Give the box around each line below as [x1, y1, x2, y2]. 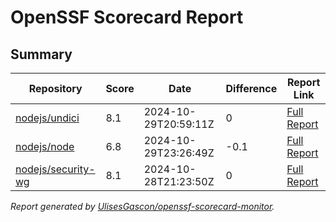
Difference [225, 82, 278, 95]
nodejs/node [15, 140, 75, 153]
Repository [28, 82, 83, 95]
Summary [10, 46, 73, 63]
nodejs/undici [15, 111, 80, 125]
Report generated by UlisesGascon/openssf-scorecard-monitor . [10, 201, 275, 212]
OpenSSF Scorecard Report [10, 6, 244, 29]
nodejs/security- [15, 162, 96, 176]
